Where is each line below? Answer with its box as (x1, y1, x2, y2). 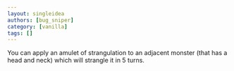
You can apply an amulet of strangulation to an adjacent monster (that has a (7, 49, 228, 57)
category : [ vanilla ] (7, 23, 68, 30)
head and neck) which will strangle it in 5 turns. (7, 56, 144, 65)
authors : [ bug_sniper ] (7, 17, 74, 24)
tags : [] (7, 29, 33, 37)
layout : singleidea (7, 10, 65, 17)
